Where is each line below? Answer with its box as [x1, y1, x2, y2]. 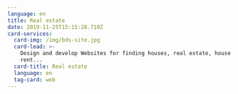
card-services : [7, 30, 53, 37]
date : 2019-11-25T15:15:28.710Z [7, 23, 103, 30]
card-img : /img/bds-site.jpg [14, 37, 100, 44]
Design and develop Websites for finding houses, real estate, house [20, 50, 232, 57]
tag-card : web [14, 76, 56, 83]
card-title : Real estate [14, 63, 88, 70]
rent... [20, 57, 43, 64]
